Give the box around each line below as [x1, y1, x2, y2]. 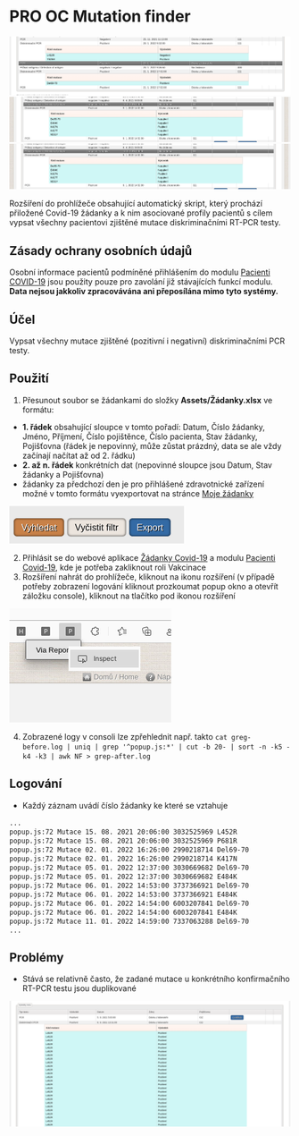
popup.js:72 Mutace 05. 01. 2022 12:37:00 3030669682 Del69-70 [9, 863, 250, 872]
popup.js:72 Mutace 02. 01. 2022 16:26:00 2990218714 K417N [9, 854, 238, 863]
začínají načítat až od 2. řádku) [21, 450, 136, 461]
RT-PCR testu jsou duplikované [21, 983, 137, 994]
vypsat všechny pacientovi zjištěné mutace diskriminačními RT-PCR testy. [9, 217, 281, 228]
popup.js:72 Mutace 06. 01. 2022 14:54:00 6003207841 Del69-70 [9, 899, 250, 908]
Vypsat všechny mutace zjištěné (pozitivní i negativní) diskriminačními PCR [9, 335, 286, 346]
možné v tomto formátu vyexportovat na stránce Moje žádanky [21, 487, 254, 498]
